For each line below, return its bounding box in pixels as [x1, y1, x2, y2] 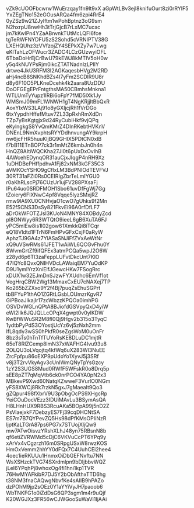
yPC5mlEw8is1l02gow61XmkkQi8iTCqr [6, 222, 100, 229]
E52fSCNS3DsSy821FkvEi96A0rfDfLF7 [6, 204, 100, 210]
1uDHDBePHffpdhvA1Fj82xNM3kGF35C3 [6, 160, 104, 167]
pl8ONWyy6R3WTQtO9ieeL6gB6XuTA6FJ [6, 216, 107, 223]
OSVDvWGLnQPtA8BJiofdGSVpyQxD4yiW [6, 303, 109, 310]
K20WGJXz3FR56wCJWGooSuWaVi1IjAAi [6, 496, 107, 502]
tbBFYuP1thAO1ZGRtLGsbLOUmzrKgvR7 [6, 291, 103, 298]
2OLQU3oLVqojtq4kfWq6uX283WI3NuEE [6, 347, 105, 353]
